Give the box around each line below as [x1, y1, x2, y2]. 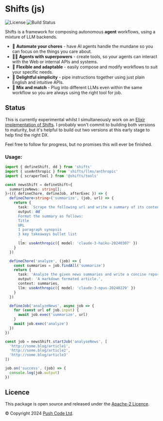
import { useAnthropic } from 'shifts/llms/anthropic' [5, 169, 118, 174]
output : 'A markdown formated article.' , [17, 277, 103, 281]
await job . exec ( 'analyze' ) [14, 321, 68, 327]
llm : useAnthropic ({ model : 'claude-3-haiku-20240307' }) [17, 241, 138, 246]
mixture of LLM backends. [5, 34, 57, 40]
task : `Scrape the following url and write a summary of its [17, 205, 145, 210]
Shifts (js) [5, 3, 45, 15]
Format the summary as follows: [17, 214, 83, 218]
